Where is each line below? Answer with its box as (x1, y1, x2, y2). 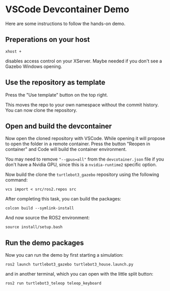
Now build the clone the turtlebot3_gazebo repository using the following (5, 171, 159, 177)
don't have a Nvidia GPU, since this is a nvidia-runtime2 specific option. (5, 162, 157, 168)
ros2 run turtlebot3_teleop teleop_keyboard (5, 281, 102, 286)
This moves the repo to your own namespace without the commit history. (5, 101, 159, 108)
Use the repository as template (5, 78, 106, 87)
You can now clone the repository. (5, 107, 78, 113)
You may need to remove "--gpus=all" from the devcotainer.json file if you (5, 156, 164, 162)
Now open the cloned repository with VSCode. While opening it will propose (5, 136, 165, 142)
